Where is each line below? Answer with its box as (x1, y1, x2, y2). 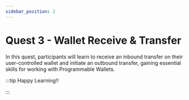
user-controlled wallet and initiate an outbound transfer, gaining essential (5, 59, 181, 66)
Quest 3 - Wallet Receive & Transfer (5, 33, 181, 47)
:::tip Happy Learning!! (5, 77, 59, 84)
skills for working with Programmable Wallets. (5, 65, 115, 73)
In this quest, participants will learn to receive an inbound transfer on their (5, 53, 183, 60)
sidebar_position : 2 (5, 8, 56, 15)
